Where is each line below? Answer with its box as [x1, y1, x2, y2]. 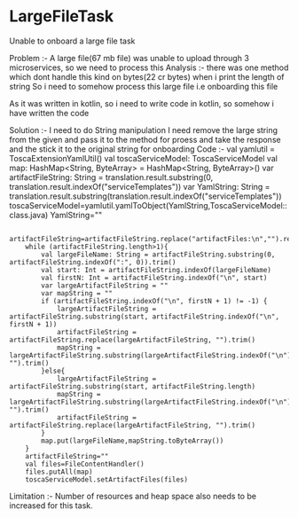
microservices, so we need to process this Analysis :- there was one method [9, 62, 289, 73]
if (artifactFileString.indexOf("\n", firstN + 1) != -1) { [41, 296, 268, 305]
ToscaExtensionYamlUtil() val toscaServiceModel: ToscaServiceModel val [9, 153, 278, 163]
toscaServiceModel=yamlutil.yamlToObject [9, 200, 167, 210]
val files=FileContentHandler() [25, 459, 145, 468]
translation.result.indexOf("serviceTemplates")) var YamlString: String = [9, 181, 271, 192]
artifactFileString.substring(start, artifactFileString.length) [9, 381, 255, 391]
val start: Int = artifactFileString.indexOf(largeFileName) [41, 265, 272, 274]
